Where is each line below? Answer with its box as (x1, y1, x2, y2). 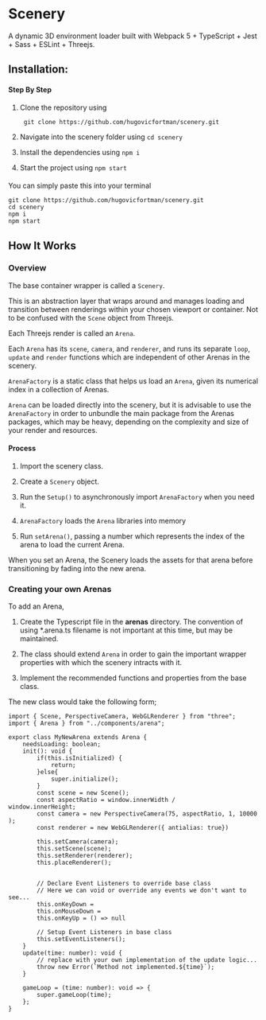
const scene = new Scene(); (37, 789, 129, 797)
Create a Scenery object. (19, 477, 99, 486)
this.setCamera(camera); (37, 838, 119, 846)
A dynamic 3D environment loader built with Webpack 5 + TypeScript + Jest (8, 31, 258, 41)
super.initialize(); (50, 775, 119, 784)
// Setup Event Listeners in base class (37, 929, 172, 936)
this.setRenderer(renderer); (37, 852, 133, 860)
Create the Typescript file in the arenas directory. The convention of (19, 617, 244, 627)
